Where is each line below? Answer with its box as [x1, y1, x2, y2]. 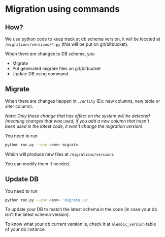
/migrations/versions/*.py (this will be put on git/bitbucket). [5, 41, 129, 47]
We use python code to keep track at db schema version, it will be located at [5, 36, 161, 42]
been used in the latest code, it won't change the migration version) [5, 123, 143, 129]
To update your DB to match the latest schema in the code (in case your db [5, 207, 158, 212]
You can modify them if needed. [5, 161, 70, 167]
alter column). [5, 103, 33, 109]
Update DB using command [12, 71, 68, 77]
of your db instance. [5, 226, 46, 232]
